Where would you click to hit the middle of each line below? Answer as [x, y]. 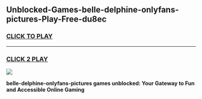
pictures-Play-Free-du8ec [57, 19]
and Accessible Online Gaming [45, 89]
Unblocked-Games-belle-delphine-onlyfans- [93, 10]
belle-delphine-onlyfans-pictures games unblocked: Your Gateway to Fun [100, 83]
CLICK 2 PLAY [27, 59]
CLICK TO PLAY [29, 37]
